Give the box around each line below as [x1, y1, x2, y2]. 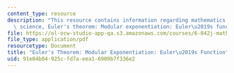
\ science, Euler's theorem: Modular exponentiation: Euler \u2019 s [13, 23, 214, 30]
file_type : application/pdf [7, 36, 89, 43]
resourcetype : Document [7, 42, 77, 49]
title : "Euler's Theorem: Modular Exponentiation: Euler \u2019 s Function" [7, 49, 229, 56]
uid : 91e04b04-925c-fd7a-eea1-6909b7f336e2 [7, 56, 136, 63]
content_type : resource [7, 10, 77, 17]
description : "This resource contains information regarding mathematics [7, 17, 226, 24]
